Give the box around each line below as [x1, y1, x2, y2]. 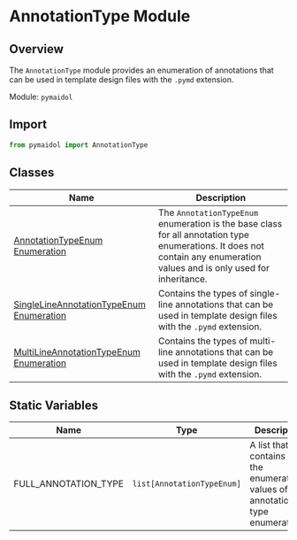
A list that [249, 439, 289, 451]
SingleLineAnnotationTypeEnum [13, 298, 146, 311]
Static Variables [9, 397, 99, 413]
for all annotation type [157, 228, 249, 241]
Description [195, 191, 247, 204]
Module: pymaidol [9, 91, 73, 102]
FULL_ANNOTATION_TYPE [13, 478, 124, 490]
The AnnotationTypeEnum [157, 206, 259, 219]
